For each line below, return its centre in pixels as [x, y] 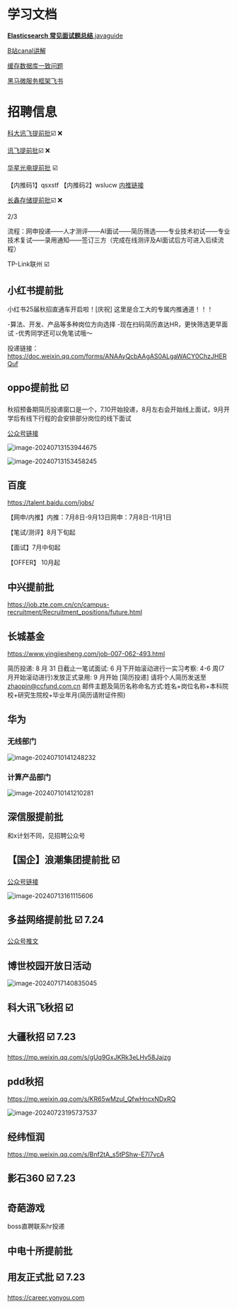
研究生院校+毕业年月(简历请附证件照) [71, 695]
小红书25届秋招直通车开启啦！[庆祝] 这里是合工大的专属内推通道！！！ [110, 309]
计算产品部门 [29, 777]
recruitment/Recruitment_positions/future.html [75, 612]
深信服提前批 [35, 817]
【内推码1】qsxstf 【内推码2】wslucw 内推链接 [76, 184]
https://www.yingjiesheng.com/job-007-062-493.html [86, 653]
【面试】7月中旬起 [34, 548]
